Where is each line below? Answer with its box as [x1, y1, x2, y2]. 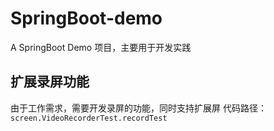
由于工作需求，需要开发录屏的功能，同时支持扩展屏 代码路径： [10, 102, 267, 114]
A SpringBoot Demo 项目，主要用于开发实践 [10, 41, 192, 53]
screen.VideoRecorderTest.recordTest [10, 113, 168, 123]
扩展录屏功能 [10, 73, 90, 91]
